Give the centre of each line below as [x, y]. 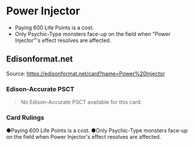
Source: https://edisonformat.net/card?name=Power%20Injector [86, 74]
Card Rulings [25, 117]
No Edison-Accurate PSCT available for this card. [81, 102]
